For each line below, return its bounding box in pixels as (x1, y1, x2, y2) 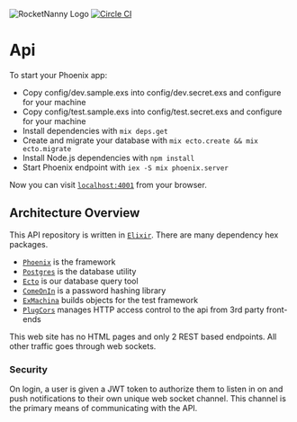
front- (265, 304, 288, 315)
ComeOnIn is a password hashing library (22, 284, 166, 296)
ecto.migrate (22, 144, 72, 153)
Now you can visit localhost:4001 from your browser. (9, 179, 207, 190)
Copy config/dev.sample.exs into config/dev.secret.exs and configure (22, 86, 282, 98)
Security (9, 363, 48, 375)
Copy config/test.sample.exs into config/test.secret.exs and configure (22, 106, 283, 117)
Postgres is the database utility (22, 265, 137, 276)
